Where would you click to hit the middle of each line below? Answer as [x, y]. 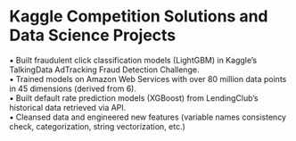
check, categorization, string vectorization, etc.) [97, 126]
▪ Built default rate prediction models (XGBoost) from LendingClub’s [134, 98]
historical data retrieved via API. [68, 107]
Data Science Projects [93, 35]
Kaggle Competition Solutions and [139, 17]
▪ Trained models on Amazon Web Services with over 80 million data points [148, 79]
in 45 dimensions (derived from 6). [73, 88]
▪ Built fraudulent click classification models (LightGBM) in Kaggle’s [133, 60]
